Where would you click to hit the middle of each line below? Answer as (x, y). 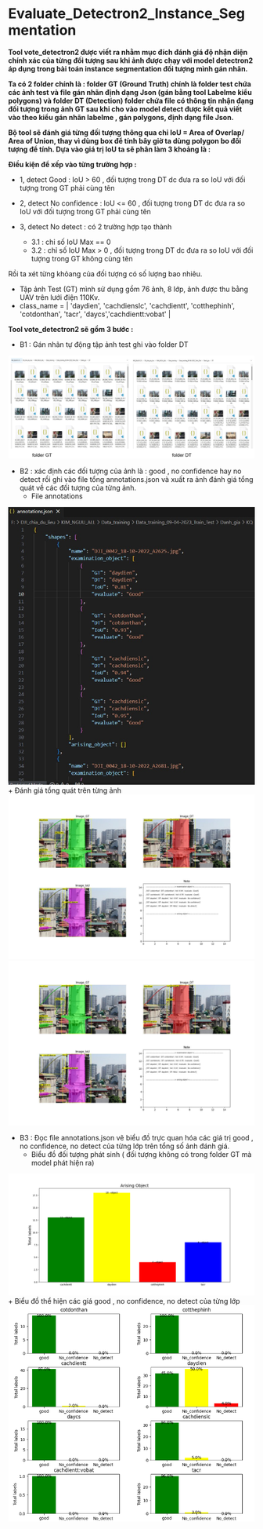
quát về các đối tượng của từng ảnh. (78, 488)
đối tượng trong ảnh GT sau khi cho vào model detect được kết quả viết (125, 109)
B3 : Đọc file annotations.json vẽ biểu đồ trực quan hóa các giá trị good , (136, 1138)
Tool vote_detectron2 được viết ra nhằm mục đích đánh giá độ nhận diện (128, 52)
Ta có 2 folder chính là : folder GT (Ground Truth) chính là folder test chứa (130, 84)
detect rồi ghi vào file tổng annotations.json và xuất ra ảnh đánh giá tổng (136, 480)
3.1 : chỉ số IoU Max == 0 (71, 242)
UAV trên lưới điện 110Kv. (59, 297)
